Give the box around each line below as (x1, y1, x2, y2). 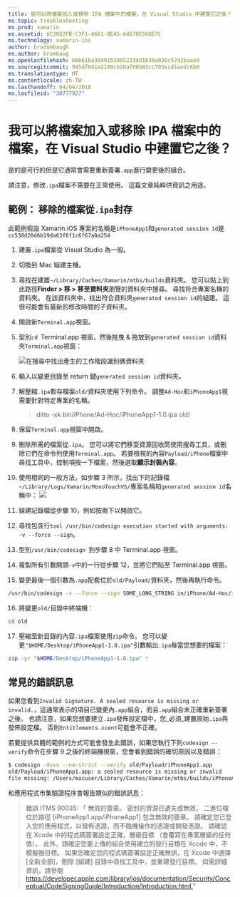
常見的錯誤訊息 (8, 676, 74, 688)
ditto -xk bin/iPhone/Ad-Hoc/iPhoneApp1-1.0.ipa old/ (36, 410, 191, 419)
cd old (8, 617, 28, 625)
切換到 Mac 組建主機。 (18, 260, 85, 269)
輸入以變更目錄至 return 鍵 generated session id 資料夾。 (18, 371, 185, 380)
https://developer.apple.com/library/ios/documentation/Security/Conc (25, 874, 231, 883)
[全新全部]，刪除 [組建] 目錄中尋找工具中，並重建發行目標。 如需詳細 (25, 857, 228, 866)
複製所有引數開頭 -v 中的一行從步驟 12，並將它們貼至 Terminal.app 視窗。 (18, 560, 231, 569)
